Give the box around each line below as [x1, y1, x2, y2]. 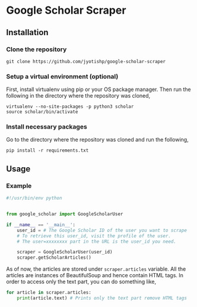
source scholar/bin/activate [6, 109, 78, 115]
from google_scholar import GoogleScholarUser [6, 211, 123, 217]
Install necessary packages [6, 123, 87, 131]
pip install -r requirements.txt [6, 148, 89, 153]
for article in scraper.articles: [6, 290, 92, 296]
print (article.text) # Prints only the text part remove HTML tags [17, 295, 187, 301]
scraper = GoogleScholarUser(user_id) [17, 249, 113, 255]
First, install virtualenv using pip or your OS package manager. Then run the [6, 86, 191, 93]
